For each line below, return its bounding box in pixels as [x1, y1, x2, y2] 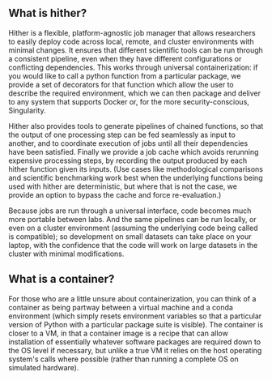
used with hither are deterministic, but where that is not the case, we [8, 181, 237, 191]
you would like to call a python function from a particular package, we [8, 70, 241, 80]
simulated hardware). [8, 362, 79, 372]
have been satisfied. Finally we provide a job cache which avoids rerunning [8, 147, 259, 156]
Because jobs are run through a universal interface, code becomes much [8, 206, 252, 216]
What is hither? [8, 6, 87, 20]
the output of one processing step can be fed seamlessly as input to [8, 130, 236, 139]
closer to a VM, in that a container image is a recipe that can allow [8, 328, 228, 338]
